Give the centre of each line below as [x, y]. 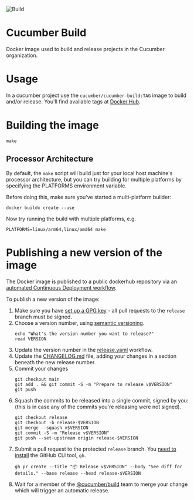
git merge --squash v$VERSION [52, 428]
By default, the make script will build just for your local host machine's [89, 173]
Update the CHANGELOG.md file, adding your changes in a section [96, 356]
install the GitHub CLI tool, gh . [50, 455]
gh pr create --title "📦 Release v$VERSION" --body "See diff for [98, 467]
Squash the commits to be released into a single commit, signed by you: [101, 400]
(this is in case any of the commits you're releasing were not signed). [98, 407]
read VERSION [30, 339]
